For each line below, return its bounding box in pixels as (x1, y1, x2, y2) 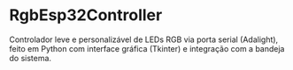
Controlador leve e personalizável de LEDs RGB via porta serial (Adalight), (9, 34, 279, 45)
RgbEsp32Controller (9, 5, 163, 25)
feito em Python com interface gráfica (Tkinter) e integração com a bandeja (9, 43, 285, 53)
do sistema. (9, 52, 51, 63)
